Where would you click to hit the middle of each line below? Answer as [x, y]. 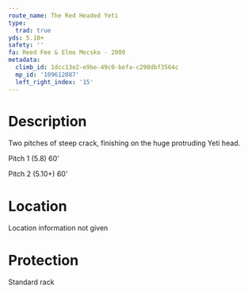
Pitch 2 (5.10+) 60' [38, 174]
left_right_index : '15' [54, 82]
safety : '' [26, 45]
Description [48, 121]
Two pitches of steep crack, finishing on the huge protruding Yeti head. [124, 143]
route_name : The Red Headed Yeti [63, 15]
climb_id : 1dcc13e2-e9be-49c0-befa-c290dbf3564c [97, 67]
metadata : [25, 60]
